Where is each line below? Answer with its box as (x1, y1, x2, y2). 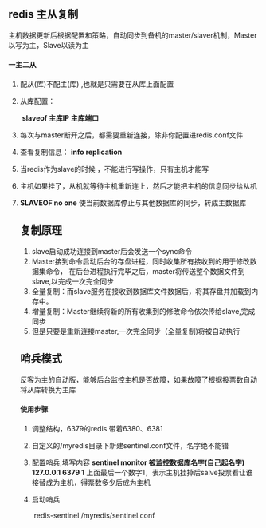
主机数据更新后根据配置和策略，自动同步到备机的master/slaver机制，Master (8, 30, 257, 40)
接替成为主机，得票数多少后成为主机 (31, 478, 151, 487)
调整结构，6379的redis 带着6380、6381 (31, 423, 163, 433)
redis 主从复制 (8, 7, 79, 22)
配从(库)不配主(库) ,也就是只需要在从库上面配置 (19, 79, 174, 89)
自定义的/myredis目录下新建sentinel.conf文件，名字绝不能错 (31, 440, 229, 450)
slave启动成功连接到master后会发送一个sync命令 (31, 246, 193, 256)
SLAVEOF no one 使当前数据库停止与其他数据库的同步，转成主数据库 (19, 198, 247, 208)
